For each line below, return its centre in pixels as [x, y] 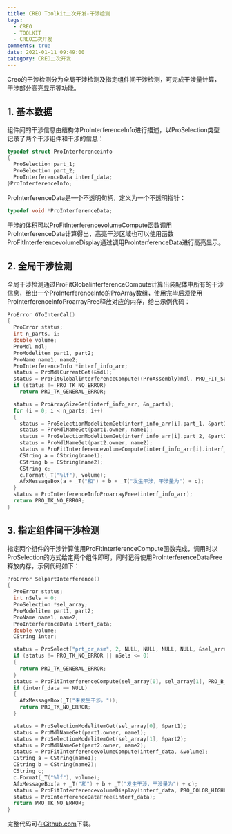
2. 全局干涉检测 [40, 266]
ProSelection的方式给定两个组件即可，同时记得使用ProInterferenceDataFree [115, 557]
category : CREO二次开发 [39, 59]
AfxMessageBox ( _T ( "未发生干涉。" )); [69, 701]
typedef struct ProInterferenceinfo [60, 152]
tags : [15, 20]
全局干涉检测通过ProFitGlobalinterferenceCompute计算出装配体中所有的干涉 [116, 284]
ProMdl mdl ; [31, 347]
